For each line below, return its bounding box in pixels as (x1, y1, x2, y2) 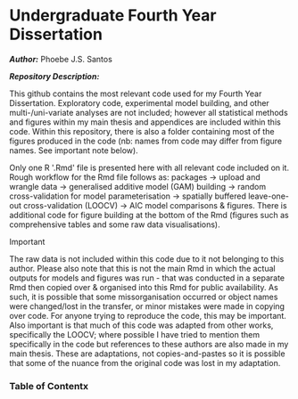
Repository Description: (9, 70, 100, 81)
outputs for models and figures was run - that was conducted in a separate (9, 273, 286, 283)
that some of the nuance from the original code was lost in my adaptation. (9, 357, 281, 368)
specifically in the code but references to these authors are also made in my (9, 338, 289, 349)
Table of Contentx (9, 379, 89, 392)
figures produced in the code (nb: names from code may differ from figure (9, 135, 283, 146)
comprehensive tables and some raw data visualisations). (9, 219, 220, 230)
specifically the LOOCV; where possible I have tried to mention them (9, 329, 261, 339)
